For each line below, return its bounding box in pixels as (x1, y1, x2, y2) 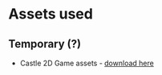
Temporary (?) (8, 37, 82, 51)
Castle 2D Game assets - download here (19, 58, 154, 68)
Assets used (8, 5, 94, 23)
